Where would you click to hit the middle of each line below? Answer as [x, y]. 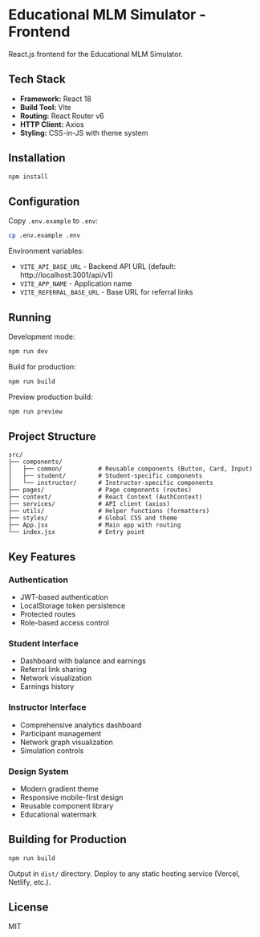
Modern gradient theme [59, 788]
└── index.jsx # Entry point [77, 532]
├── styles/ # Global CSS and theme [93, 518]
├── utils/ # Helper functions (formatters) [109, 511]
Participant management [61, 733]
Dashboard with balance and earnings [83, 661]
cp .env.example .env [45, 236]
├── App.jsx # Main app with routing [95, 525]
